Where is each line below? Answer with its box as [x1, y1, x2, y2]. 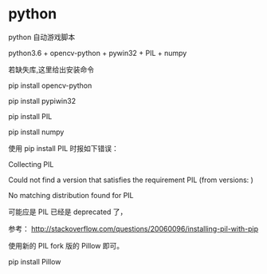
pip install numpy [8, 127, 65, 137]
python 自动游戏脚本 [8, 32, 76, 42]
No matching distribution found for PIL [8, 190, 134, 200]
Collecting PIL [8, 159, 54, 169]
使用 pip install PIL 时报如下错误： [8, 143, 120, 153]
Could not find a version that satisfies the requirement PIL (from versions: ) [8, 175, 253, 185]
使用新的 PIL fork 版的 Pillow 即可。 [8, 240, 124, 250]
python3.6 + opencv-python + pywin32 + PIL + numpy [8, 48, 187, 58]
